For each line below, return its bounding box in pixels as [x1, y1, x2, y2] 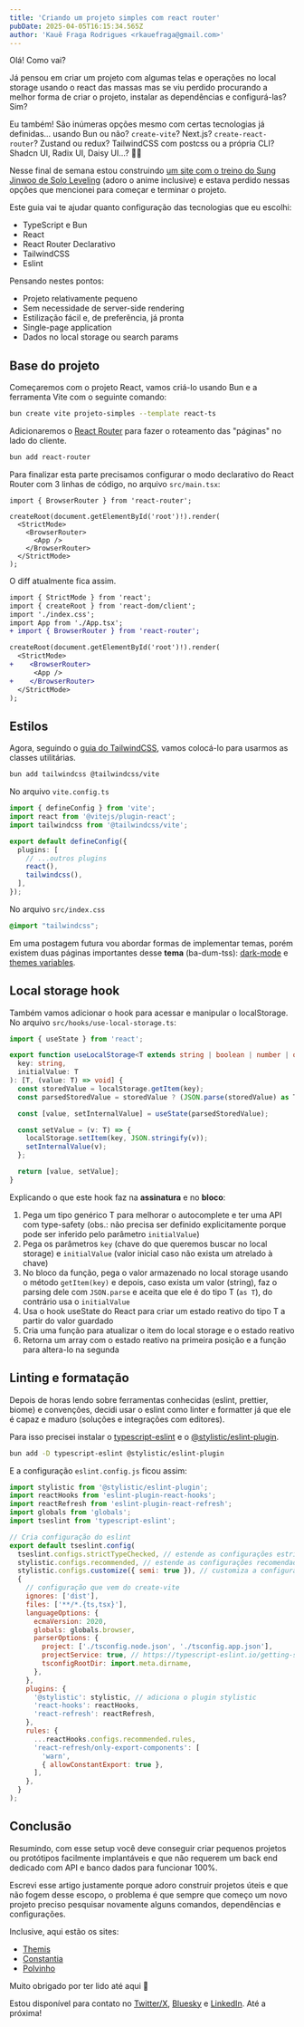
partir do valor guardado [22, 1315, 114, 1326]
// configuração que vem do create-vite [25, 1583, 180, 1592]
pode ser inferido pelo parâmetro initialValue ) [22, 1228, 201, 1239]
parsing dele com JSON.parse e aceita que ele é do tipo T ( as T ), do [22, 1286, 273, 1297]
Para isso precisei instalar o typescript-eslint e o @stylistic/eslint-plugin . [9, 1431, 280, 1442]
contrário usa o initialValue [22, 1296, 131, 1307]
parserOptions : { [33, 1634, 100, 1643]
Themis [22, 1944, 52, 1955]
